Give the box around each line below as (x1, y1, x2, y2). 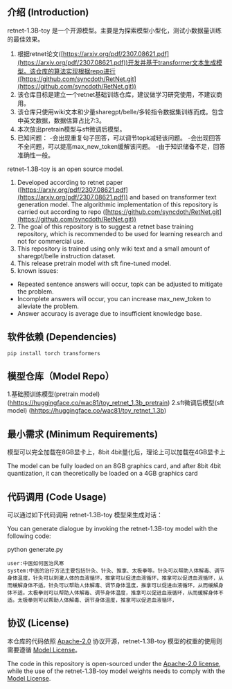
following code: (7, 532, 51, 540)
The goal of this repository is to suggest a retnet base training (17, 222, 194, 231)
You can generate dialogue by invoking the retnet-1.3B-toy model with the (7, 525, 218, 533)
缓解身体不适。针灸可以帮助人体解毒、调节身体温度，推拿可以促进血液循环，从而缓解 (12, 582, 219, 589)
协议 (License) (7, 617, 69, 629)
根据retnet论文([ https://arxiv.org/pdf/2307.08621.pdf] (17, 49, 170, 57)
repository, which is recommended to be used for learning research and (17, 229, 223, 238)
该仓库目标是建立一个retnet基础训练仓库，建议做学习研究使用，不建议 (17, 90, 217, 98)
